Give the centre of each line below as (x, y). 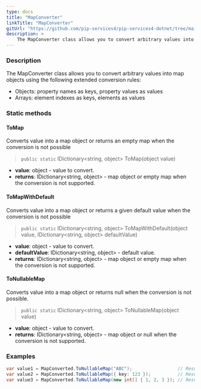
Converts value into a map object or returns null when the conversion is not (99, 292)
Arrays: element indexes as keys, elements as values (80, 98)
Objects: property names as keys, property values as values (89, 92)
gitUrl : (16, 28)
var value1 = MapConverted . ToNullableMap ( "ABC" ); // (95, 369)
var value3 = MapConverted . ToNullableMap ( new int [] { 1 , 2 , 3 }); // (95, 380)
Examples (21, 356)
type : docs (20, 12)
